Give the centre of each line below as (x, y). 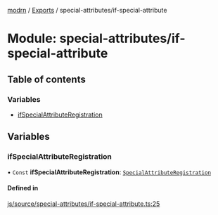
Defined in (23, 188)
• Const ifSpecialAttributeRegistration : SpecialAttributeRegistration (109, 172)
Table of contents (46, 79)
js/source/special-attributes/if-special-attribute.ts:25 (84, 204)
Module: (32, 39)
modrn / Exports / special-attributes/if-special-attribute (87, 10)
